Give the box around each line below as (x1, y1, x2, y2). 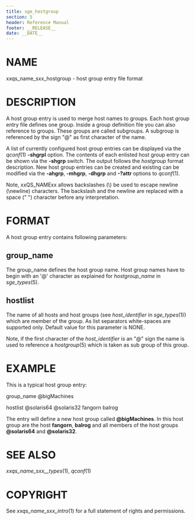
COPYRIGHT (6, 488, 68, 501)
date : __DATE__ (6, 30, 43, 36)
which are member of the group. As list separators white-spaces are (6, 317, 171, 324)
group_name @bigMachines (6, 392, 74, 399)
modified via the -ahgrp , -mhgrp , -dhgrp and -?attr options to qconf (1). (6, 170, 180, 176)
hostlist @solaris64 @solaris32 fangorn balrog (6, 404, 118, 411)
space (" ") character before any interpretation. (6, 194, 120, 200)
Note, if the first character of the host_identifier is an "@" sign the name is (6, 335, 185, 342)
